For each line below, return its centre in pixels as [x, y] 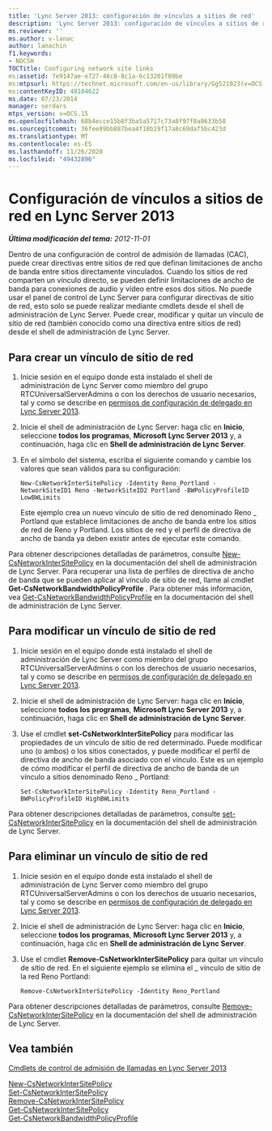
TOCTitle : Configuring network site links [81, 69]
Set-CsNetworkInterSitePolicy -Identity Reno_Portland [115, 792]
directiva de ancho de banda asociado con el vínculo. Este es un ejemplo [142, 759]
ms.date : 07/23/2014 [43, 99]
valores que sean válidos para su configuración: [100, 468]
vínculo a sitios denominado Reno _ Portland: [95, 777]
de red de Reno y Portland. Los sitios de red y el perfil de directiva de [136, 530]
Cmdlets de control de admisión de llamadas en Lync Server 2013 [118, 1068]
